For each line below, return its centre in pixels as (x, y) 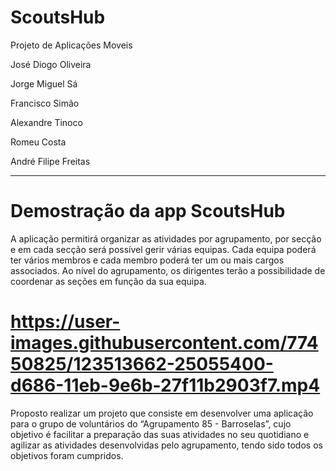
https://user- (65, 322)
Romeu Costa (38, 142)
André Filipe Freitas (50, 161)
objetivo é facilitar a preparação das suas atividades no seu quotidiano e (160, 434)
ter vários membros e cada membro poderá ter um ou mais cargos (147, 260)
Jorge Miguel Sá (44, 83)
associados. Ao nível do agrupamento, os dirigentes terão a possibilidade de (168, 270)
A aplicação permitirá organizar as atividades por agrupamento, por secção (166, 238)
